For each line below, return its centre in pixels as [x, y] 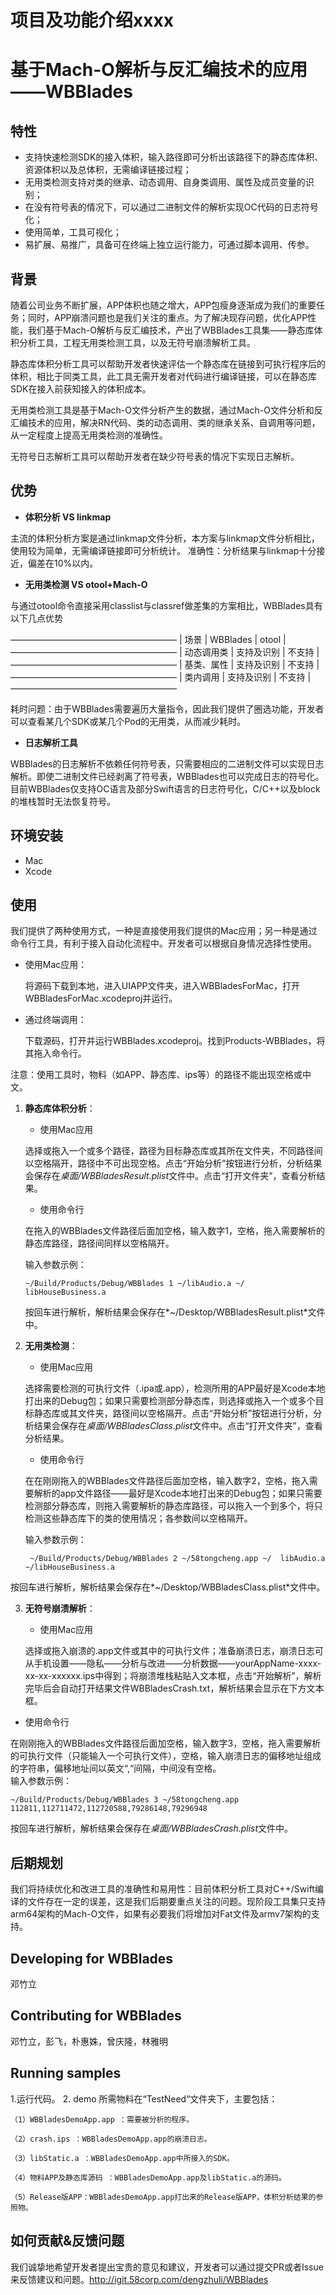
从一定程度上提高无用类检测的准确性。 [89, 435]
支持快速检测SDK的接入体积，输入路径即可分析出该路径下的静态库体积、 [174, 157]
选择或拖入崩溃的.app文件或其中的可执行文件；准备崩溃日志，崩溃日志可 [174, 1651]
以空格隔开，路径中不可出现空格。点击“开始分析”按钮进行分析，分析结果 [173, 1163]
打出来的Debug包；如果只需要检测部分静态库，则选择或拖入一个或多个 [170, 1401]
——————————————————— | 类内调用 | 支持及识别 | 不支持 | [161, 677]
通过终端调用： [55, 1020]
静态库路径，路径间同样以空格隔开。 [99, 1243]
